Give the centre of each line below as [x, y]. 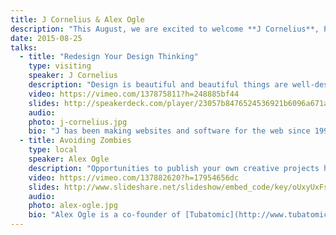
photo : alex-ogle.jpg [73, 206]
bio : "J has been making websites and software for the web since [169, 131]
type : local [53, 150]
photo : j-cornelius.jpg [78, 122]
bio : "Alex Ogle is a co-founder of [105, 215]
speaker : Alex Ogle [69, 159]
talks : [24, 47]
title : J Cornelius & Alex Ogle [77, 19]
